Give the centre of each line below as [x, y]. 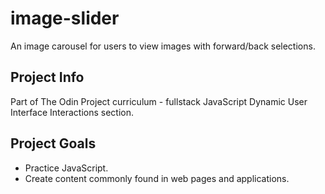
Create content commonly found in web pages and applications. [157, 178]
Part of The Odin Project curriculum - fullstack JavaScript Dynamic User [159, 101]
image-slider [65, 18]
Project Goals [53, 143]
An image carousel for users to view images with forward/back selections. [163, 46]
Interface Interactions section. [72, 112]
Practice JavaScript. [66, 168]
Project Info [47, 77]
